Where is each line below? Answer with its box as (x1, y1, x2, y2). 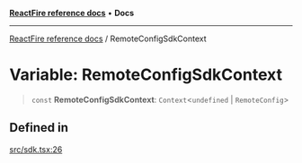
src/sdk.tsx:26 (9, 143, 63, 155)
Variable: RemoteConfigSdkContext (9, 64, 283, 85)
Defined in (9, 120, 69, 135)
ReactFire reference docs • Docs (9, 8, 135, 18)
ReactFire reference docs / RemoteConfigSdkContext (9, 33, 207, 44)
